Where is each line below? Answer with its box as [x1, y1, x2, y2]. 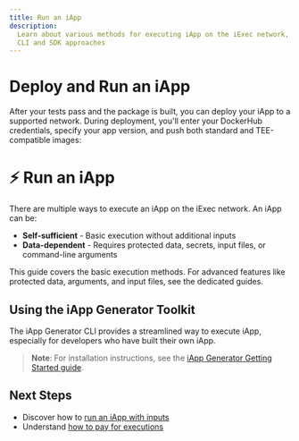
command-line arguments [21, 250, 118, 260]
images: [52, 135, 82, 146]
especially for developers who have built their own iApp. [9, 335, 216, 345]
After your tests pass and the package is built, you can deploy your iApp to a [9, 106, 291, 117]
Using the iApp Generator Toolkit [9, 301, 195, 318]
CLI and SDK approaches [17, 38, 105, 47]
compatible [9, 135, 51, 146]
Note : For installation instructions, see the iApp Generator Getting [30, 352, 272, 363]
